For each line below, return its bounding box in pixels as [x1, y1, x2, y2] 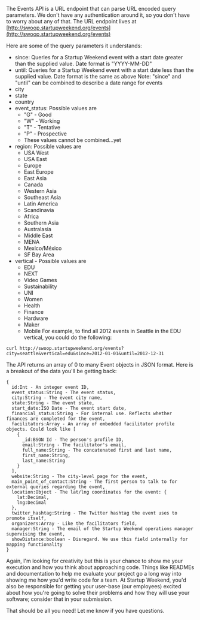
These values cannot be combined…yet [23, 137, 121, 143]
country [14, 98, 35, 105]
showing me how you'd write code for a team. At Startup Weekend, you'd [6, 576, 187, 583]
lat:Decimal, [17, 494, 50, 500]
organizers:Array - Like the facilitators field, [11, 521, 137, 527]
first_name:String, [21, 452, 70, 458]
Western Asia [23, 187, 57, 194]
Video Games [23, 277, 57, 283]
